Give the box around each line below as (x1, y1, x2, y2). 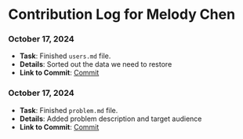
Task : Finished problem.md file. (19, 105, 118, 115)
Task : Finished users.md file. (19, 51, 111, 60)
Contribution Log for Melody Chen (8, 5, 236, 24)
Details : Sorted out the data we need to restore (19, 60, 172, 69)
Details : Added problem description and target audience (19, 114, 202, 123)
